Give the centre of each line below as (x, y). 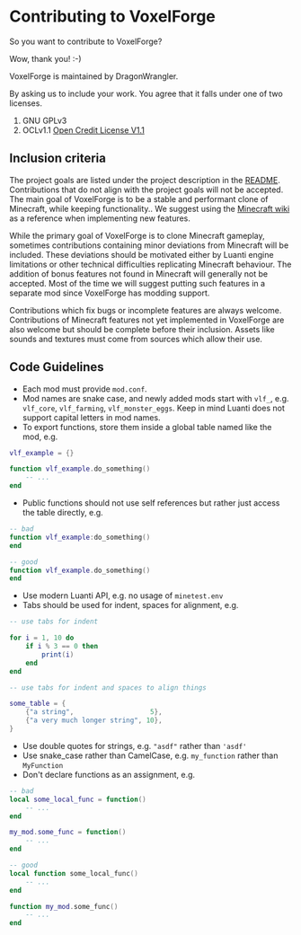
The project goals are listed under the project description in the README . (145, 180)
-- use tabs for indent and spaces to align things (108, 688)
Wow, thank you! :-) (46, 58)
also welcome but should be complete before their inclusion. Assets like (142, 329)
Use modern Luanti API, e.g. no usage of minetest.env (123, 595)
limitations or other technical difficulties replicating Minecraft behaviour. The (150, 264)
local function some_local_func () (74, 873)
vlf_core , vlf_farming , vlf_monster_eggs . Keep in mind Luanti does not (153, 408)
